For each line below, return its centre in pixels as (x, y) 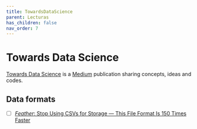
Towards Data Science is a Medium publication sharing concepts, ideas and (99, 74)
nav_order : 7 (22, 28)
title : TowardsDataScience (39, 12)
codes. (15, 80)
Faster (23, 120)
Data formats (31, 99)
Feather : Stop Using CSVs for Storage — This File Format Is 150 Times (101, 113)
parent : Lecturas (28, 17)
